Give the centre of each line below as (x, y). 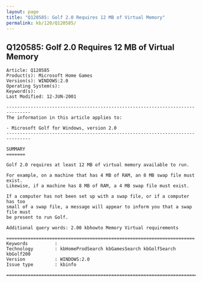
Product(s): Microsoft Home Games (50, 76)
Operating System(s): (33, 86)
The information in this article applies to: (64, 118)
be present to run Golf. (37, 217)
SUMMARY (16, 149)
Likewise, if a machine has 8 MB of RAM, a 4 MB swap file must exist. (98, 186)
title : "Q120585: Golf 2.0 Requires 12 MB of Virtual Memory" (86, 17)
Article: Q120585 (28, 70)
